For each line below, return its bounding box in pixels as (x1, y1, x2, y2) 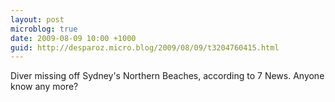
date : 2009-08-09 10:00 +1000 (10, 33, 137, 43)
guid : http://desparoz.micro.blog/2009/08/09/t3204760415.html (10, 42, 280, 53)
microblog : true (10, 24, 78, 34)
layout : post (10, 14, 65, 25)
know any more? (10, 81, 79, 93)
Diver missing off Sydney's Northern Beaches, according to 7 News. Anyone (10, 70, 325, 82)
